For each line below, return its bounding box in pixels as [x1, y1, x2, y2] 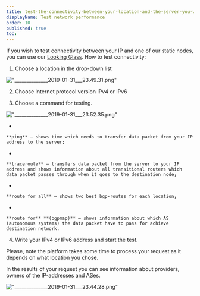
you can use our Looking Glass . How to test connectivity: [6, 53, 146, 61]
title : [6, 8, 23, 15]
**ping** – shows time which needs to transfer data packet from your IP [6, 134, 193, 140]
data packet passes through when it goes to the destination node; [6, 172, 177, 178]
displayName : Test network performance [6, 14, 105, 20]
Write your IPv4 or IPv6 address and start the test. [14, 236, 138, 244]
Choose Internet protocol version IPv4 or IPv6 [14, 88, 128, 95]
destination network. [6, 226, 60, 232]
